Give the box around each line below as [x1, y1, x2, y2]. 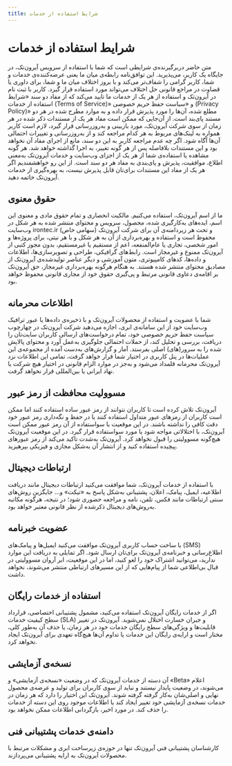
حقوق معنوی [8, 193, 56, 204]
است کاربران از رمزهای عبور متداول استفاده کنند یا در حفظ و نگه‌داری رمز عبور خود [8, 412, 222, 421]
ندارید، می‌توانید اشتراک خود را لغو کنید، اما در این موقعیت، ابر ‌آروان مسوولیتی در [8, 555, 216, 564]
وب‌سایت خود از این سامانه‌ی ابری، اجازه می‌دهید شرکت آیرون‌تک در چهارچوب [8, 323, 208, 332]
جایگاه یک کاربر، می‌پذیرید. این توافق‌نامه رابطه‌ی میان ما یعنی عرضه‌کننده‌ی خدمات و [8, 70, 224, 78]
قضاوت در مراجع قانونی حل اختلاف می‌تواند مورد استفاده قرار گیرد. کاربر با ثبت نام [8, 84, 220, 93]
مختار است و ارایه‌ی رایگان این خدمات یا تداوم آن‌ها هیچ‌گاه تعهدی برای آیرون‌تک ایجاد [8, 630, 223, 639]
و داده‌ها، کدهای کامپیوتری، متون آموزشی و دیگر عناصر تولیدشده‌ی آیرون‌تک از [8, 255, 206, 263]
